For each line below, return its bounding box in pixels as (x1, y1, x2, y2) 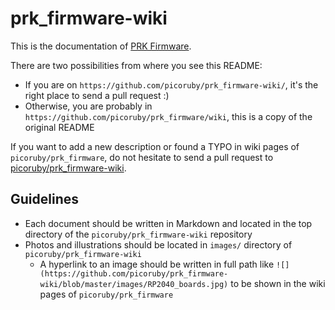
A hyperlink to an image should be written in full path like (39, 258, 275, 270)
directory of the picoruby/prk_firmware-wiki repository (24, 228, 253, 240)
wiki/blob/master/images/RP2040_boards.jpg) (39, 279, 229, 289)
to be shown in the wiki (230, 277, 326, 289)
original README (24, 121, 95, 133)
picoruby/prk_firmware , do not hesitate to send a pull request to (10, 151, 274, 163)
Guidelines (10, 191, 79, 208)
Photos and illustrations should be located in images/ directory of (24, 238, 293, 251)
